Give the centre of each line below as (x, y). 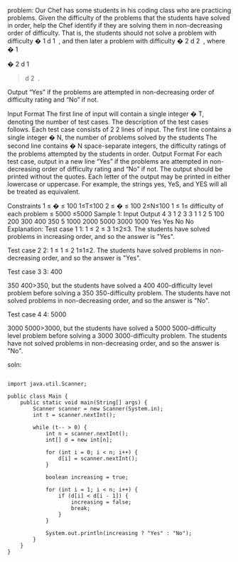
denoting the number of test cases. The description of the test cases (108, 122)
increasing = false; (101, 502)
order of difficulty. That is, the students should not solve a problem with (112, 33)
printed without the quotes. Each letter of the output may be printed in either (119, 176)
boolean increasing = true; (87, 477)
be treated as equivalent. (44, 192)
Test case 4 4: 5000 (37, 314)
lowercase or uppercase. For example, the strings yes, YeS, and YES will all (117, 184)
